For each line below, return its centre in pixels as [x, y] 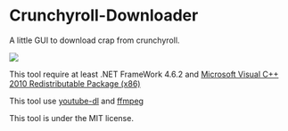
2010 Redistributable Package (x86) [75, 83]
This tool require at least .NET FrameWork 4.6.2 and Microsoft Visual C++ [144, 74]
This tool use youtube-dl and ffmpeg [77, 101]
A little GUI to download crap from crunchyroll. [95, 40]
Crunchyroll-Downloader [104, 16]
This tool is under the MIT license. [71, 118]
